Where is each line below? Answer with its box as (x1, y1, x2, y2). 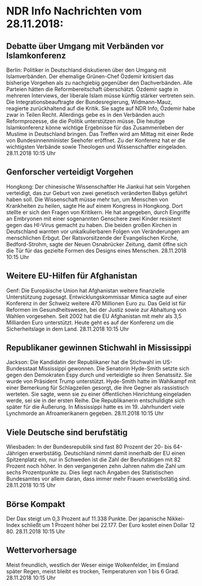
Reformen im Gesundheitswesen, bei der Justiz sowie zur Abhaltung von (6, 306, 186, 313)
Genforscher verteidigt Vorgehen (6, 167, 133, 177)
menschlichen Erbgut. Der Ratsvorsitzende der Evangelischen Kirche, (6, 234, 179, 242)
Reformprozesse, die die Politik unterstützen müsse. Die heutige (6, 117, 165, 125)
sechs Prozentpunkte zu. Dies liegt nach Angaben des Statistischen (6, 469, 174, 476)
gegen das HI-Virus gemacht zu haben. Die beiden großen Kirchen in (6, 221, 177, 228)
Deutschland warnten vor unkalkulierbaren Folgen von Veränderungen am (6, 228, 189, 235)
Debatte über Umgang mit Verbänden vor (6, 41, 164, 51)
